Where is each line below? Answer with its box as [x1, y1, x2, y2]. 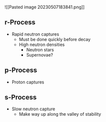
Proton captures [11, 79, 44, 85]
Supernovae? [26, 52, 53, 58]
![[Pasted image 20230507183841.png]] [4, 4, 85, 10]
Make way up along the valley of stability [19, 111, 101, 117]
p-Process [4, 66, 37, 75]
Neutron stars [26, 46, 54, 53]
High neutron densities [19, 41, 65, 47]
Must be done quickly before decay [19, 36, 91, 42]
